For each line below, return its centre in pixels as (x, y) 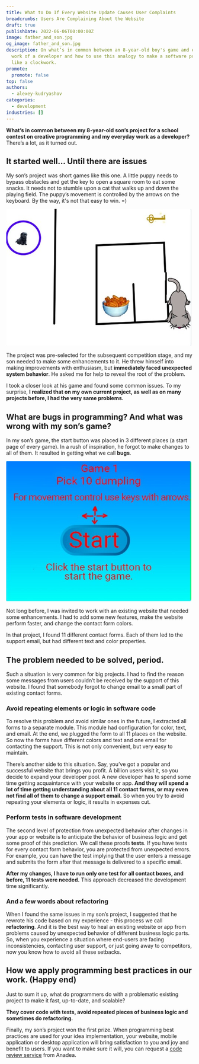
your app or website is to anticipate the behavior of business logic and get (97, 836)
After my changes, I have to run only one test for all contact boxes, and (95, 873)
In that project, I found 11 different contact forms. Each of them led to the (95, 635)
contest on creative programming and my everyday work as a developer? (98, 136)
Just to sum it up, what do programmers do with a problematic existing (92, 994)
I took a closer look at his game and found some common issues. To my (94, 386)
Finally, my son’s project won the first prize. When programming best (90, 1030)
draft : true (21, 25)
